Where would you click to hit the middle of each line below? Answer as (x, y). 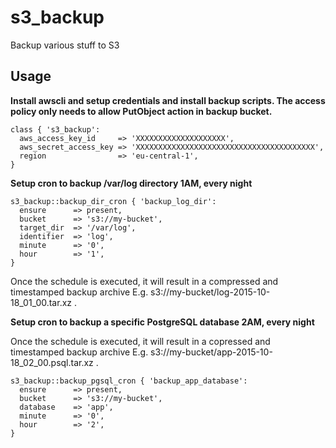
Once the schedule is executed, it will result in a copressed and (140, 341)
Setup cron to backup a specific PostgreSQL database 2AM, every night (162, 322)
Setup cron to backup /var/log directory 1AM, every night (131, 183)
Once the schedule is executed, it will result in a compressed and (144, 281)
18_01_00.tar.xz (41, 302)
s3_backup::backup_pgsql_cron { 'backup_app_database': (129, 381)
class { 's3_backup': (55, 129)
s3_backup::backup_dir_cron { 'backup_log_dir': (113, 201)
